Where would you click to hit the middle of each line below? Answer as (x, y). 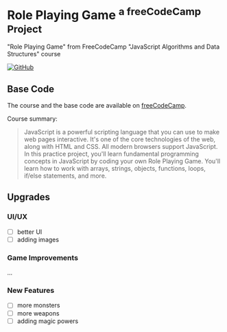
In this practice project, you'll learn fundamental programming (111, 154)
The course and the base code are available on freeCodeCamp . (97, 106)
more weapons (38, 313)
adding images (38, 239)
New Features (31, 291)
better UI (29, 232)
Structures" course (34, 54)
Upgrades (28, 197)
